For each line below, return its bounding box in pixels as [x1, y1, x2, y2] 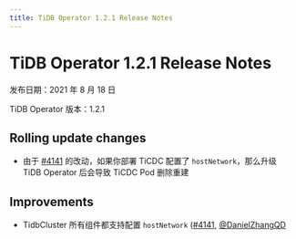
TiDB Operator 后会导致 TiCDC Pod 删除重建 [22, 167, 189, 178]
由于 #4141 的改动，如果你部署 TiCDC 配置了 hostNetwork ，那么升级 [22, 156, 278, 167]
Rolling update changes [9, 130, 147, 146]
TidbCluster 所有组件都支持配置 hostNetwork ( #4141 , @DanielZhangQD [22, 220, 287, 231]
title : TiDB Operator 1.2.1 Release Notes [9, 13, 173, 23]
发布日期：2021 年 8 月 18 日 [9, 84, 117, 95]
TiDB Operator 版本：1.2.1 [9, 103, 106, 114]
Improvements [9, 193, 94, 210]
